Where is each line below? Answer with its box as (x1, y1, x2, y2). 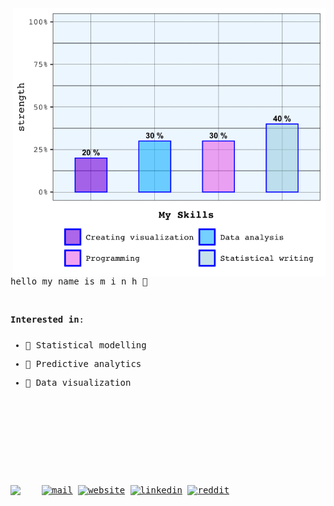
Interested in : (10, 313, 85, 325)
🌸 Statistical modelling (24, 339, 147, 351)
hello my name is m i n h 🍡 (10, 275, 148, 287)
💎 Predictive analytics (24, 358, 142, 369)
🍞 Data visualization (24, 377, 132, 388)
